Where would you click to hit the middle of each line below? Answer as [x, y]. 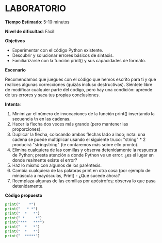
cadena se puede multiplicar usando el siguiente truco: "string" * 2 [79, 139]
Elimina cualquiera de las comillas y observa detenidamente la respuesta [85, 150]
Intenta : [13, 104]
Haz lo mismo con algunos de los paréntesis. [57, 165]
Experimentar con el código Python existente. [57, 50]
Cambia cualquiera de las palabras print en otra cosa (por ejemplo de [81, 170]
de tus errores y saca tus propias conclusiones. [53, 95]
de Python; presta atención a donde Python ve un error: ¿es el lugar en [83, 155]
